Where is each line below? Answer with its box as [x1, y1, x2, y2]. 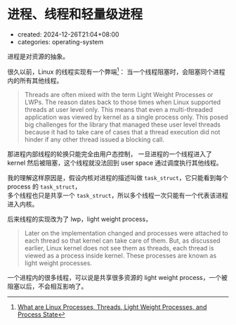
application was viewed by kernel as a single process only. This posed [24, 113, 228, 121]
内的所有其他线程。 [7, 76, 63, 84]
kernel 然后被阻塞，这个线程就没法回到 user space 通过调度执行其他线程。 [7, 158, 223, 167]
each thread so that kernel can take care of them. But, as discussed [24, 236, 221, 245]
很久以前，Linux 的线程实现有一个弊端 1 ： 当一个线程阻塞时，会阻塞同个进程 [7, 66, 226, 76]
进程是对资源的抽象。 [7, 52, 69, 60]
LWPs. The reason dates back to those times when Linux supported [24, 98, 221, 106]
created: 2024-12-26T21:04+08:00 [17, 30, 119, 39]
